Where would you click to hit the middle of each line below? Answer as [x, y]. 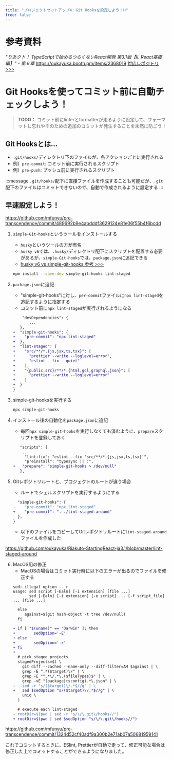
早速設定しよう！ [32, 205]
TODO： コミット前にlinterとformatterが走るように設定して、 [83, 120]
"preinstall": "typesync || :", [59, 461]
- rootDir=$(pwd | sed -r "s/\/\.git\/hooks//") [66, 714]
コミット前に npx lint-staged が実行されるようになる [76, 308]
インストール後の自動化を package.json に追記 [60, 420]
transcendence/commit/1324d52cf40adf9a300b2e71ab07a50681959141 [82, 734]
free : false [18, 15]
